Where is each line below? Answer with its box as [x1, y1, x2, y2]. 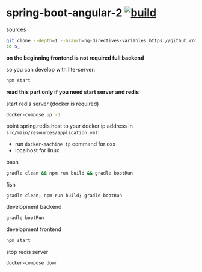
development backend [6, 203, 62, 211]
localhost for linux [14, 147, 60, 154]
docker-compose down [6, 260, 58, 266]
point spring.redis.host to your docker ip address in [6, 122, 133, 129]
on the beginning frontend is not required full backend [6, 54, 144, 61]
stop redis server [6, 249, 49, 256]
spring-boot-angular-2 [6, 6, 123, 20]
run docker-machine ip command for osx [14, 140, 116, 147]
